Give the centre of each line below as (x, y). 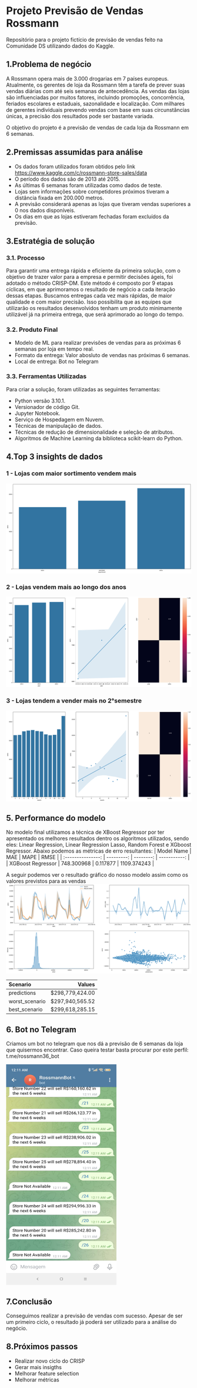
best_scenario (26, 1009)
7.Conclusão (29, 1302)
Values (86, 984)
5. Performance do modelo (56, 818)
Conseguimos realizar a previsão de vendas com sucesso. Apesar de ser (94, 1316)
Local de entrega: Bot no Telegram (56, 361)
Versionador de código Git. (47, 407)
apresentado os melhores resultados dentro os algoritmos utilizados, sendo (98, 838)
